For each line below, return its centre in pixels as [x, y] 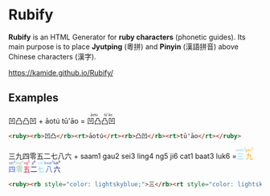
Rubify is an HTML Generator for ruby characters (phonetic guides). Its [127, 37]
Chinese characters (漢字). [52, 56]
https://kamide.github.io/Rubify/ [61, 72]
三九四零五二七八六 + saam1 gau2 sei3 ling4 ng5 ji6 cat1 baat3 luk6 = [123, 156]
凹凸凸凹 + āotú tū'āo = [47, 120]
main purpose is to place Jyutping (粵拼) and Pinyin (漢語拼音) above [123, 47]
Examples [33, 98]
